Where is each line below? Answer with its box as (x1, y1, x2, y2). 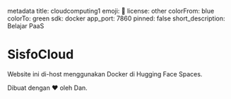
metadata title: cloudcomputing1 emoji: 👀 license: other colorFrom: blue (7, 7, 215, 15)
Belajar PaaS (7, 22, 45, 30)
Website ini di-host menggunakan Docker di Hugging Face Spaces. (7, 69, 203, 78)
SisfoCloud (7, 47, 74, 63)
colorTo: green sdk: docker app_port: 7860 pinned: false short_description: (7, 14, 225, 23)
